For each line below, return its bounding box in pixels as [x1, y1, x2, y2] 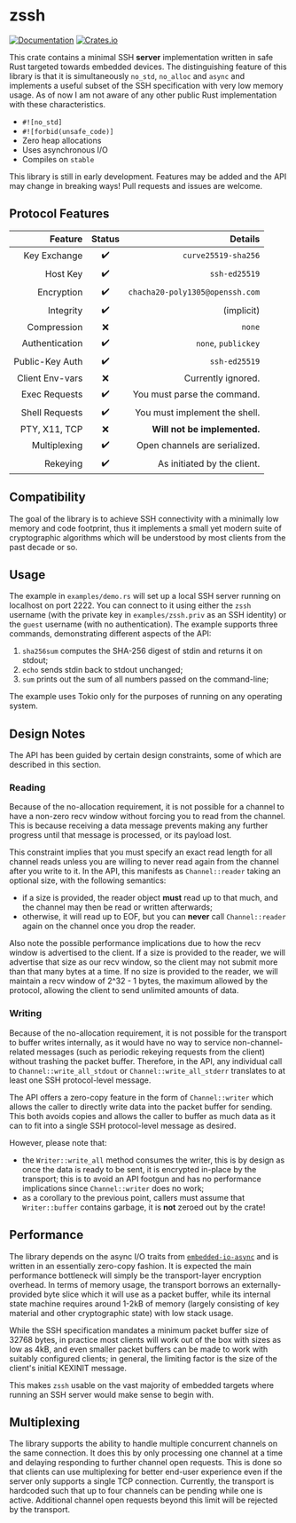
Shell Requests [20, 406, 83, 419]
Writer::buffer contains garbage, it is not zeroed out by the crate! [21, 1202, 266, 1212]
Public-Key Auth [13, 356, 83, 368]
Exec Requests [20, 388, 83, 400]
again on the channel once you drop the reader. [21, 920, 197, 932]
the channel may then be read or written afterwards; [21, 902, 213, 912]
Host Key [44, 268, 83, 280]
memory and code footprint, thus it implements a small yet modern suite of [9, 523, 282, 533]
